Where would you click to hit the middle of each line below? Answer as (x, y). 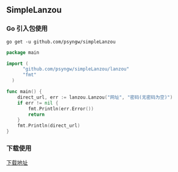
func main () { (24, 92)
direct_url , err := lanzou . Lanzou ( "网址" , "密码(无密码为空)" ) (95, 97)
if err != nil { (38, 103)
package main (23, 52)
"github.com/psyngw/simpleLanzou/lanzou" (76, 69)
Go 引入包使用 (27, 29)
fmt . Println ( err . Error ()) (61, 109)
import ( (17, 64)
